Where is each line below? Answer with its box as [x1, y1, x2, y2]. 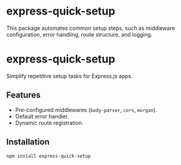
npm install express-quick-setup [6, 153, 91, 159]
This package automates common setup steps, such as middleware [6, 24, 175, 32]
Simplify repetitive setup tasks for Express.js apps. [6, 72, 133, 80]
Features [6, 90, 41, 100]
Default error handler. [15, 113, 69, 120]
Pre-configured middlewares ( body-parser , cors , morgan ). [15, 106, 157, 113]
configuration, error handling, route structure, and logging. [6, 30, 153, 38]
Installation [6, 137, 50, 147]
